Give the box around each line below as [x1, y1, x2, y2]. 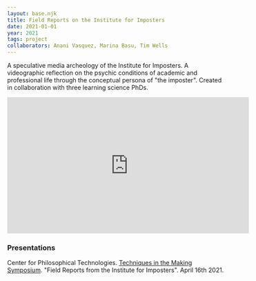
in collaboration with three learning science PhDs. [7, 84, 148, 91]
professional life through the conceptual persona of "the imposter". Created [7, 76, 222, 84]
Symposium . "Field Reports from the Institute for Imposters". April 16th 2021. [7, 266, 224, 274]
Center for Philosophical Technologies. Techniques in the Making [7, 259, 193, 267]
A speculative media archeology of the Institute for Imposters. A [7, 62, 188, 69]
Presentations [7, 243, 56, 253]
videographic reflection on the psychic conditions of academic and [7, 69, 198, 77]
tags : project [7, 36, 48, 43]
